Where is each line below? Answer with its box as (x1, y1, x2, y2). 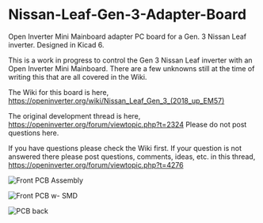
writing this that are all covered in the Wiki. (8, 72, 147, 81)
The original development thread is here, (8, 111, 141, 120)
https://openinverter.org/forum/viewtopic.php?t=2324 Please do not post (8, 119, 247, 129)
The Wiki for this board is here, (8, 87, 109, 96)
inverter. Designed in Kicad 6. (8, 40, 105, 49)
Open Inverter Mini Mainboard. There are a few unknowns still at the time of (8, 63, 255, 73)
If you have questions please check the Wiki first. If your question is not (8, 143, 242, 153)
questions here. (8, 128, 59, 138)
